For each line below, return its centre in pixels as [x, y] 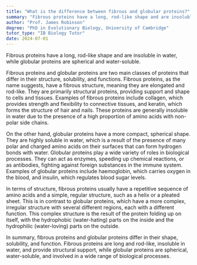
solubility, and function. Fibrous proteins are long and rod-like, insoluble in [96, 244]
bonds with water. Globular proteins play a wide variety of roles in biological [98, 152]
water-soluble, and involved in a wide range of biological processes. [89, 256]
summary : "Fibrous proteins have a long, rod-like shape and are [87, 17]
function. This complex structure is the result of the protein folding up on [94, 214]
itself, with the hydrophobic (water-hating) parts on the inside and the [90, 220]
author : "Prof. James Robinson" [45, 22]
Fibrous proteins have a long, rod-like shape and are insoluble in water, [92, 55]
